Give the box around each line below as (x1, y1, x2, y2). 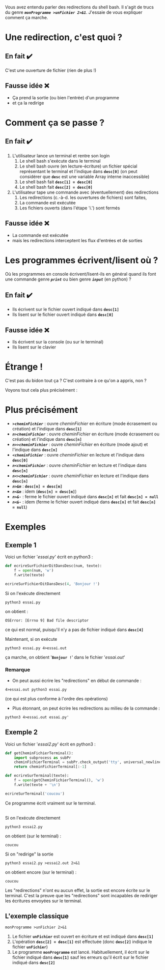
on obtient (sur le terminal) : (5, 833, 61, 839)
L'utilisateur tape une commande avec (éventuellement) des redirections (12, 189, 159, 195)
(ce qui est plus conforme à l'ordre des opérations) (5, 695, 108, 702)
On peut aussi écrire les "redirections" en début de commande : (12, 678, 141, 684)
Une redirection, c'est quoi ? (5, 32, 123, 43)
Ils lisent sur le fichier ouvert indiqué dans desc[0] (12, 312, 114, 317)
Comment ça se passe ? (5, 117, 105, 128)
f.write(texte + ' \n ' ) (14, 782, 60, 787)
